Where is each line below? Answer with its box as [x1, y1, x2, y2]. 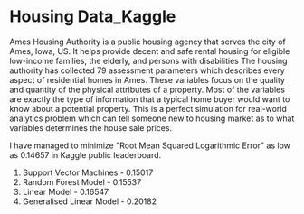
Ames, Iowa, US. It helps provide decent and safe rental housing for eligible [9, 45, 290, 56]
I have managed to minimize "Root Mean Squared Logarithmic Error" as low [9, 140, 291, 151]
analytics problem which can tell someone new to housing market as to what [9, 113, 295, 124]
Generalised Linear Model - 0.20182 [22, 196, 157, 207]
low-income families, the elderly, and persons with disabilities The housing [9, 55, 288, 66]
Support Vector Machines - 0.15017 [22, 167, 154, 178]
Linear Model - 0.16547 [22, 186, 109, 197]
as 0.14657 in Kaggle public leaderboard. [9, 149, 162, 160]
